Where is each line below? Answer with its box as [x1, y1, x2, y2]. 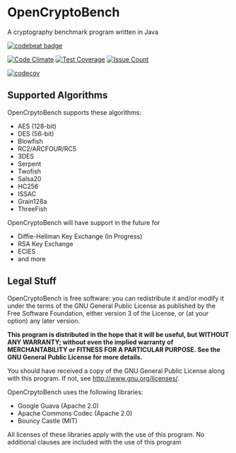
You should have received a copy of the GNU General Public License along [7, 366, 225, 375]
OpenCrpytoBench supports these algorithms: [7, 108, 141, 117]
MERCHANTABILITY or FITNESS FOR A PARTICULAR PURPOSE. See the [7, 345, 220, 354]
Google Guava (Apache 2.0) [17, 401, 99, 410]
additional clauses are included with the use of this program [7, 437, 182, 446]
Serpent [17, 159, 42, 168]
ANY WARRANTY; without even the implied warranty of [7, 338, 174, 346]
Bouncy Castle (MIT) [17, 416, 78, 425]
